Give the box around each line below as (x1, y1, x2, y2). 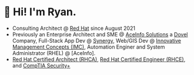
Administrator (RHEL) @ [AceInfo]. (12, 49, 96, 56)
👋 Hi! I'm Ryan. (4, 5, 77, 19)
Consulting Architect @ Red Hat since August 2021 (12, 25, 136, 32)
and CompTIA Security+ (12, 62, 71, 69)
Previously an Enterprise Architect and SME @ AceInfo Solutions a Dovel (12, 30, 188, 37)
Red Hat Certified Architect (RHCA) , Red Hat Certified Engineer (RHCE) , (12, 56, 186, 63)
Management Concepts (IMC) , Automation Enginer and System (12, 43, 165, 50)
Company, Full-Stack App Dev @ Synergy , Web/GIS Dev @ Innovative (12, 37, 182, 44)
